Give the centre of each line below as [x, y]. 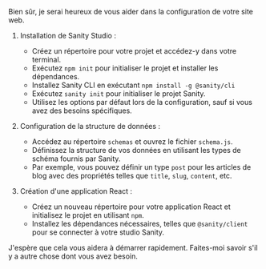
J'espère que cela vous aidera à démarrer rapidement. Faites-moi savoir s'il [133, 248]
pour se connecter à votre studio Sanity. [98, 232]
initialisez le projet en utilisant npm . [88, 215]
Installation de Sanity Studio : [68, 36]
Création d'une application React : [76, 191]
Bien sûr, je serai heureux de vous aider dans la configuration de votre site [131, 12]
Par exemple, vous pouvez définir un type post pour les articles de [141, 167]
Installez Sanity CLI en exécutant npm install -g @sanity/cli [133, 85]
